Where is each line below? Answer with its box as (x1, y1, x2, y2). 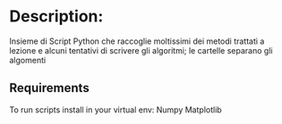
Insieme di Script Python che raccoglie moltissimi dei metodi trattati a (9, 36, 265, 46)
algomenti (9, 54, 47, 65)
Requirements (9, 80, 90, 95)
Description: (9, 6, 104, 27)
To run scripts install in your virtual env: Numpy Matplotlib (9, 104, 222, 115)
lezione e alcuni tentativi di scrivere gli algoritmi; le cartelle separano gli (9, 45, 273, 55)
